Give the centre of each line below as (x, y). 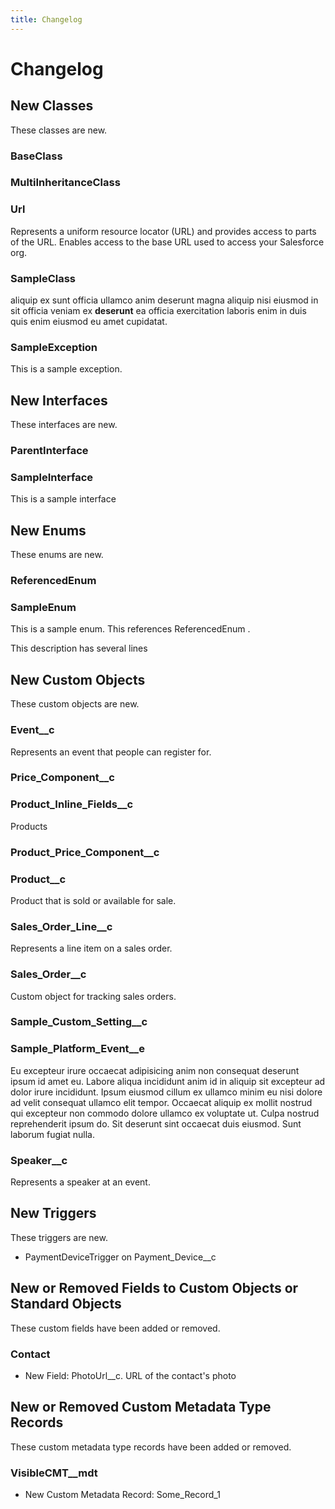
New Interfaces (59, 400)
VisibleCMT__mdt (54, 1473)
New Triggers (53, 1213)
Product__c (38, 879)
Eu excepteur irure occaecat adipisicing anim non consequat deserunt (155, 1070)
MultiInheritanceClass (65, 183)
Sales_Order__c (48, 974)
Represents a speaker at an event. (80, 1182)
